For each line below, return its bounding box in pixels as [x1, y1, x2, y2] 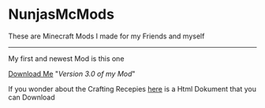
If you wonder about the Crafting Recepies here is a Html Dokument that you [8, 84, 256, 93]
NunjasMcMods [8, 5, 114, 23]
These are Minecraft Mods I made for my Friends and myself [8, 31, 205, 41]
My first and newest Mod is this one [8, 53, 125, 63]
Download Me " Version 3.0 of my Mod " [8, 69, 136, 78]
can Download [8, 92, 55, 102]
